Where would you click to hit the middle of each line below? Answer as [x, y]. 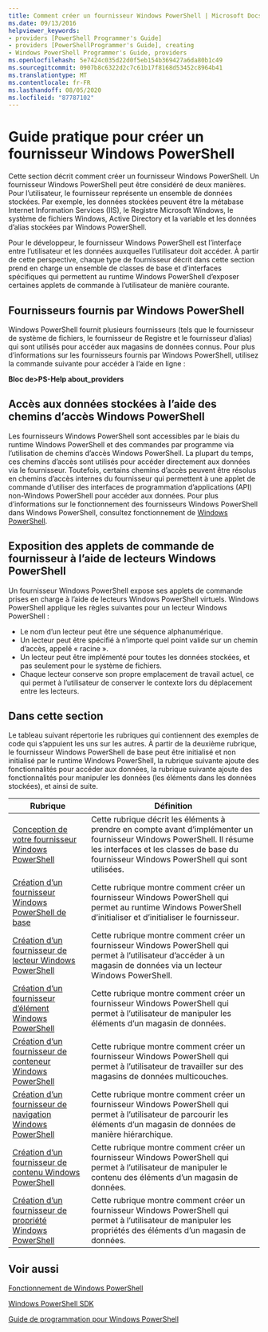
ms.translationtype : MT [48, 75]
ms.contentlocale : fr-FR [49, 82]
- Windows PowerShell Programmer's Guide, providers [98, 53]
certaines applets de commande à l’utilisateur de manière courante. [119, 286]
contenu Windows [46, 1173]
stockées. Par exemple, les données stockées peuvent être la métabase [126, 202]
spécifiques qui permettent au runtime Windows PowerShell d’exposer [124, 277]
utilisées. [108, 870]
